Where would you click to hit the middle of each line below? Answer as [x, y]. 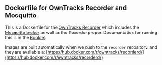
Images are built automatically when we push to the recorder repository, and [81, 47]
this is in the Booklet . [26, 37]
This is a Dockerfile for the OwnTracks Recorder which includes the [72, 27]
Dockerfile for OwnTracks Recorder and [66, 8]
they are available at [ [27, 52]
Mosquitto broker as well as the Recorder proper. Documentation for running [81, 32]
